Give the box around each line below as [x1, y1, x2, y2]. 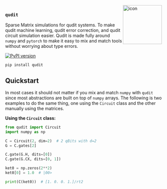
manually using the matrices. [5, 105, 65, 111]
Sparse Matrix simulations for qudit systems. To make [5, 22, 115, 28]
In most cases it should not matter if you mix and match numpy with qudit [5, 89, 153, 95]
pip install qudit [5, 62, 43, 68]
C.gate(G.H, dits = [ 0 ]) [5, 152, 52, 157]
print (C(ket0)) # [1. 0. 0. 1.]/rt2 [5, 179, 83, 184]
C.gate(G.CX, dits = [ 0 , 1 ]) [5, 157, 61, 162]
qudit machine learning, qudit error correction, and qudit [5, 27, 121, 33]
